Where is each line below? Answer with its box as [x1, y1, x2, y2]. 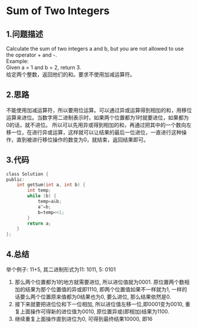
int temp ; [27, 188, 51, 193]
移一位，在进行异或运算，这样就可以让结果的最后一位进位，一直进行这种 [6, 129, 181, 136]
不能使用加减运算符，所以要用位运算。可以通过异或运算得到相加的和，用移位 [6, 106, 192, 113]
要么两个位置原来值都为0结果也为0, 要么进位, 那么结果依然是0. [19, 293, 171, 300]
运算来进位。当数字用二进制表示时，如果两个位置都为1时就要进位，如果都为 [6, 114, 189, 121]
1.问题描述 [6, 29, 44, 39]
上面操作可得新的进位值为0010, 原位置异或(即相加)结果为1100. [19, 308, 170, 315]
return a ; [27, 220, 51, 227]
